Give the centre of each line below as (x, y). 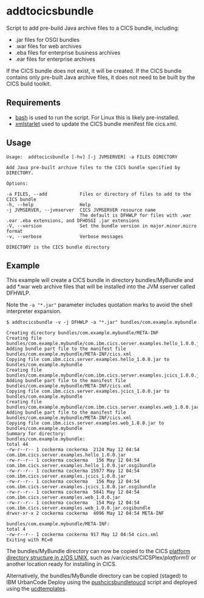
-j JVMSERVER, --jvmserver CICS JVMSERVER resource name (81, 210)
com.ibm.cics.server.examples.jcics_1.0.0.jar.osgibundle (81, 487)
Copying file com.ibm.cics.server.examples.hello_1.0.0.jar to (88, 360)
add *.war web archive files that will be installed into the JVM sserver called (101, 287)
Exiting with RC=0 (29, 540)
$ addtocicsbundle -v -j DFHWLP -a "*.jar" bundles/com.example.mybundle (102, 323)
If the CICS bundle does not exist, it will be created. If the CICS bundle (94, 70)
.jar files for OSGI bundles (47, 39)
